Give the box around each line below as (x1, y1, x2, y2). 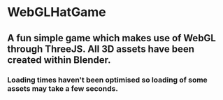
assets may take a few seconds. (7, 83, 119, 93)
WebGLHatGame (7, 4, 106, 20)
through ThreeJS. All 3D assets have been (7, 43, 194, 55)
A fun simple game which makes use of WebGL (7, 32, 217, 44)
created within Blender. (7, 54, 111, 66)
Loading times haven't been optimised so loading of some (7, 75, 208, 85)
